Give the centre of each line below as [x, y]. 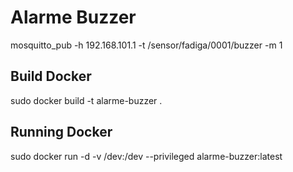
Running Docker [61, 132]
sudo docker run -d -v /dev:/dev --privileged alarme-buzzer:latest [146, 156]
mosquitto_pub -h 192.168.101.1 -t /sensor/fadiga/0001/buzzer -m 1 [146, 45]
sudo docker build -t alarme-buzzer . [86, 100]
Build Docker [51, 76]
